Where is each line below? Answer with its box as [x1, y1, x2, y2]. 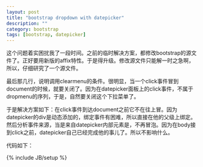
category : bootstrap [6, 26, 59, 32]
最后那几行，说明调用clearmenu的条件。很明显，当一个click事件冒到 [6, 78, 179, 85]
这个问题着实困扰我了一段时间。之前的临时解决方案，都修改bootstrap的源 [6, 50, 191, 57]
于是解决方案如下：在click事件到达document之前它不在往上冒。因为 [6, 106, 177, 113]
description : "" [6, 20, 48, 26]
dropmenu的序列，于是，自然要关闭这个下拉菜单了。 [6, 93, 139, 100]
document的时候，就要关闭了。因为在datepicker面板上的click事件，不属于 [6, 85, 194, 92]
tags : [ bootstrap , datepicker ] [6, 32, 86, 38]
